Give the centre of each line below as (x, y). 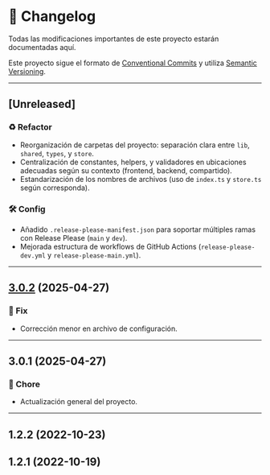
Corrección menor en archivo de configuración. (99, 328)
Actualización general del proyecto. (79, 402)
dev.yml (33, 256)
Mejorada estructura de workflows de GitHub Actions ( (110, 246)
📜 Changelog (52, 17)
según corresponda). (55, 188)
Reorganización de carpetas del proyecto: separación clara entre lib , (135, 145)
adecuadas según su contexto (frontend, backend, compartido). (126, 170)
